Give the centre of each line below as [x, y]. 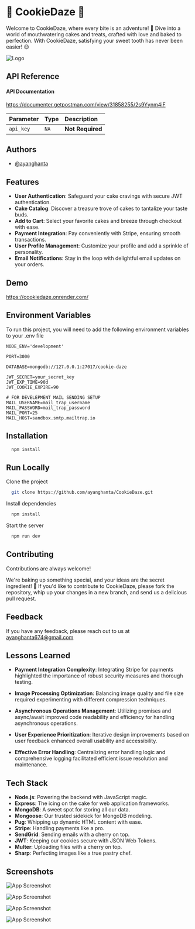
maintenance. [31, 765]
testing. [24, 682]
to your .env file [25, 335]
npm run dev [26, 536]
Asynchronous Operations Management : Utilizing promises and [93, 711]
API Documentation [30, 91]
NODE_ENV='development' [35, 346]
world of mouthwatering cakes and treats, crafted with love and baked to [94, 34]
